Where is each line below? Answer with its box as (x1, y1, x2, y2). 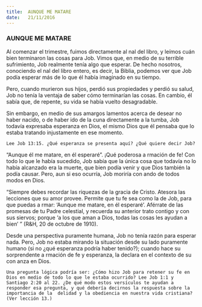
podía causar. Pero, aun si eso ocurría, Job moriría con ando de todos (6, 170, 180, 178)
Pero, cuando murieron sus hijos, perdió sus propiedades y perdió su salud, (6, 85, 194, 92)
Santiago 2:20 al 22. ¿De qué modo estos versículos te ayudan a (6, 279, 174, 286)
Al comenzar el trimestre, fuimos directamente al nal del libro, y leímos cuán (6, 48, 195, 55)
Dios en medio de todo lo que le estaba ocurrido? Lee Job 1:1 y (6, 274, 174, 281)
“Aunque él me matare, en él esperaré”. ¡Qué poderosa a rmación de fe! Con (6, 151, 195, 158)
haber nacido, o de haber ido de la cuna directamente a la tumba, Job (6, 116, 180, 123)
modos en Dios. (6, 176, 45, 184)
